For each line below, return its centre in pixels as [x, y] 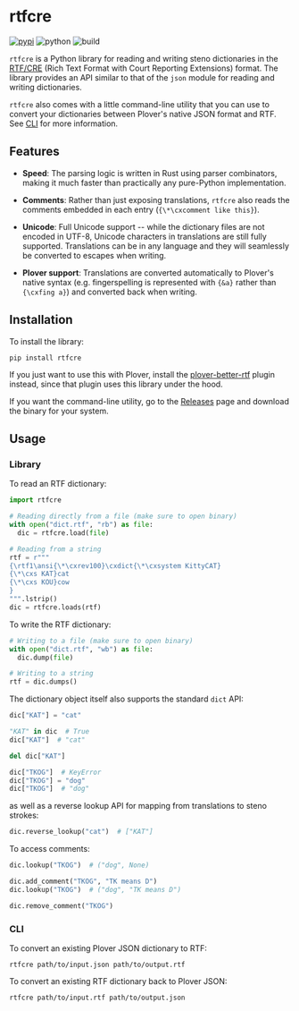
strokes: [24, 815]
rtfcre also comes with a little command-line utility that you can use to [140, 104]
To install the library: [47, 341]
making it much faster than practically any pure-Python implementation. [154, 183]
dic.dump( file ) [46, 658]
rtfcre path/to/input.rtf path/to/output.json [97, 998]
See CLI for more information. [64, 123]
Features [34, 152]
